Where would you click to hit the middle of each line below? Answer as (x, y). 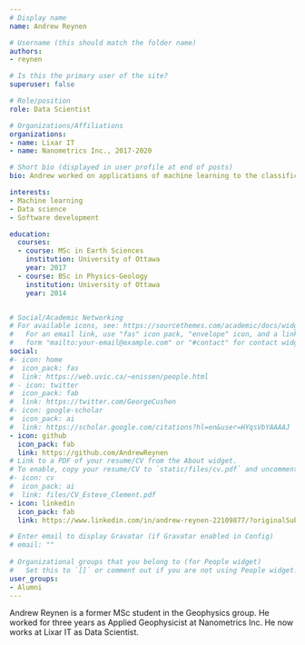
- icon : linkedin (42, 503)
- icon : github (38, 436)
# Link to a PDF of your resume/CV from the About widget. (123, 461)
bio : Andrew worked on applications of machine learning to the (133, 176)
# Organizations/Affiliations (67, 125)
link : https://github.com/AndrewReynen (93, 452)
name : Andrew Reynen (49, 26)
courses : (34, 243)
